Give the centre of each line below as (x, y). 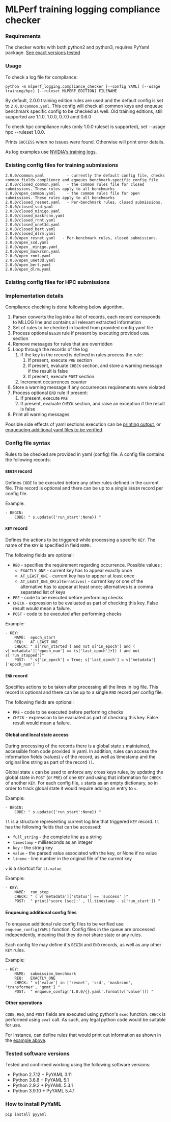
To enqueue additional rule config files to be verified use (64, 924)
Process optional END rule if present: (50, 393)
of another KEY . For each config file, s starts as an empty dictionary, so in (82, 783)
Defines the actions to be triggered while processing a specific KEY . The (80, 540)
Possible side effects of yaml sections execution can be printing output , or (83, 424)
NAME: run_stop (32, 892)
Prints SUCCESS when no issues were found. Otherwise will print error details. (85, 142)
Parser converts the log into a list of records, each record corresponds (87, 317)
